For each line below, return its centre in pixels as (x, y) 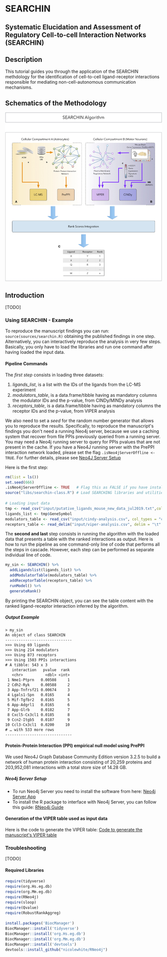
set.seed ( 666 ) (20, 482)
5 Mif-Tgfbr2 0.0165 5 (39, 700)
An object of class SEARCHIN (35, 635)
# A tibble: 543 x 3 (27, 665)
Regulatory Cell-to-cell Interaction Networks (76, 35)
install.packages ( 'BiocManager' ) (40, 923)
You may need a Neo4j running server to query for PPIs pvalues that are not (83, 442)
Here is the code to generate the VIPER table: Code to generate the (74, 829)
